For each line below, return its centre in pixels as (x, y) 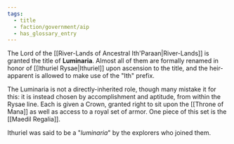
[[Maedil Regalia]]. (34, 119)
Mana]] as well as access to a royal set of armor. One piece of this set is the (117, 112)
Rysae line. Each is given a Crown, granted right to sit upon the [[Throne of (116, 104)
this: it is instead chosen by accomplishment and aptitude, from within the (114, 97)
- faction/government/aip (52, 27)
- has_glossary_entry (45, 33)
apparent (20, 76)
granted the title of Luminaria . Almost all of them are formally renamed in (113, 61)
